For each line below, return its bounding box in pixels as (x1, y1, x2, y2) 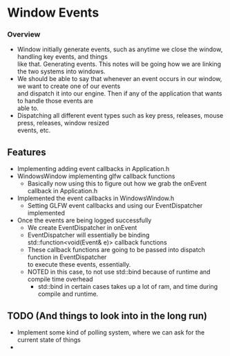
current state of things (17, 336, 82, 344)
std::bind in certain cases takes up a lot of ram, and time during (37, 283, 218, 291)
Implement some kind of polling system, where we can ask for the (17, 328, 205, 337)
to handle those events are (17, 97, 93, 105)
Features (7, 146, 46, 158)
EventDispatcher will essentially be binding (27, 231, 150, 240)
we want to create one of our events (17, 82, 121, 91)
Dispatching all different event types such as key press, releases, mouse (17, 112, 224, 120)
